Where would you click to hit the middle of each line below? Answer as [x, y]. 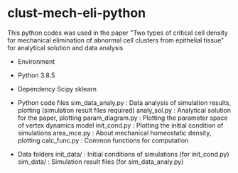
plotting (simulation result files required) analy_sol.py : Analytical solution [124, 110]
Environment [36, 61]
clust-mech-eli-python [77, 13]
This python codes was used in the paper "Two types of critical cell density [118, 33]
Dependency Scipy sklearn [57, 89]
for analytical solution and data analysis [65, 48]
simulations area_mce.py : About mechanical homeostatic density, [114, 133]
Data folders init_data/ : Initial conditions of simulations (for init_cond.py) [123, 154]
